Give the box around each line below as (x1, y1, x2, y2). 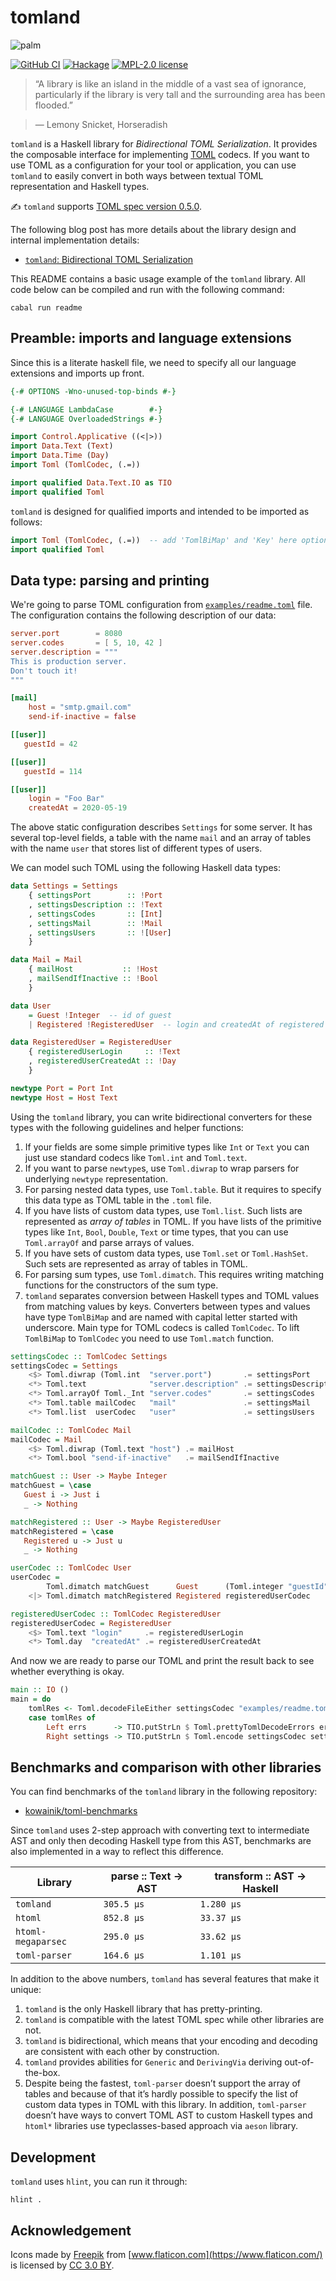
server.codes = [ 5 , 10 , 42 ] (10, 638, 163, 648)
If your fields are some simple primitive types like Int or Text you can (24, 1141, 310, 1153)
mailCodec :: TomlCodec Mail (10, 1425, 132, 1435)
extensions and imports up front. (10, 367, 145, 379)
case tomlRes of (28, 1712, 97, 1723)
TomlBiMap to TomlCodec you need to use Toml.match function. (24, 1332, 275, 1344)
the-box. (24, 2067, 61, 2079)
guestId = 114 (23, 766, 83, 776)
